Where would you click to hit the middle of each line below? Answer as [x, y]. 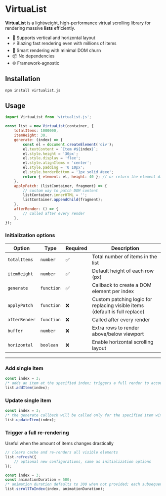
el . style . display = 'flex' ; [52, 158]
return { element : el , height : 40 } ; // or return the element [89, 177]
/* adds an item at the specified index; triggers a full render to [77, 383]
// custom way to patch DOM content [61, 191]
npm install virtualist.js [33, 90]
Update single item [28, 400]
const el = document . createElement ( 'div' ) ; [68, 145]
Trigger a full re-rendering [37, 433]
